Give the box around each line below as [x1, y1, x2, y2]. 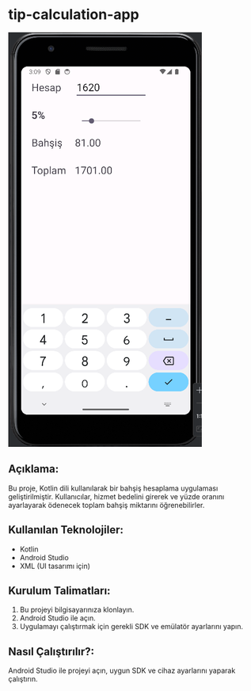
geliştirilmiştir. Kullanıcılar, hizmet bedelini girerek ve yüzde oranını [8, 491, 225, 501]
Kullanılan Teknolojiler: [8, 523, 124, 536]
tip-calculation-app [8, 6, 140, 24]
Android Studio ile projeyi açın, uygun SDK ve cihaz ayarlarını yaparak [8, 666, 236, 675]
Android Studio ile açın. [19, 613, 97, 623]
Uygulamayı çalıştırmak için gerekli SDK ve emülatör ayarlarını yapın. [19, 622, 244, 632]
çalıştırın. [8, 674, 38, 684]
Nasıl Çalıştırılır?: [8, 644, 95, 659]
